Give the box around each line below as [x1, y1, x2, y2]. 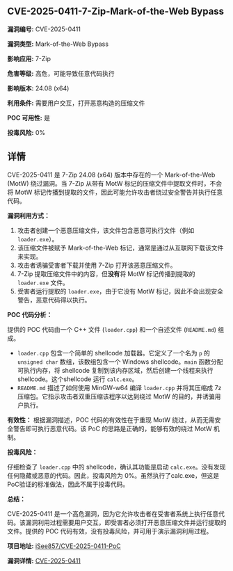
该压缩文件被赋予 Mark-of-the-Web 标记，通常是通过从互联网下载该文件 [17, 243, 224, 252]
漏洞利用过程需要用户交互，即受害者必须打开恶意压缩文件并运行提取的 [25, 518, 227, 526]
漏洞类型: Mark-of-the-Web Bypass [7, 40, 109, 48]
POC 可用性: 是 [7, 113, 51, 122]
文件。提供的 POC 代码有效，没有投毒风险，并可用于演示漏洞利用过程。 [7, 526, 213, 535]
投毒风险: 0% [7, 128, 46, 136]
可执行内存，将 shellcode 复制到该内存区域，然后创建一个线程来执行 [17, 366, 214, 374]
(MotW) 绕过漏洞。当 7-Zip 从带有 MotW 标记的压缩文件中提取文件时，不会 [7, 179, 223, 187]
